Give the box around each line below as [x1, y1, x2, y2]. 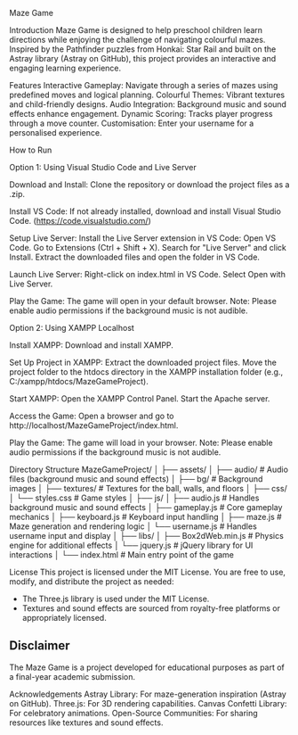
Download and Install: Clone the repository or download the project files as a [9, 179, 290, 190]
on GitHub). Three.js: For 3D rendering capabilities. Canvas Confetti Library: [9, 698, 287, 708]
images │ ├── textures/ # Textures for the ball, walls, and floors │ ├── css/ [9, 483, 287, 493]
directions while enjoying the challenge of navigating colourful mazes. [9, 35, 266, 45]
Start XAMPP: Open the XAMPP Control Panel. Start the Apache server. [9, 393, 270, 404]
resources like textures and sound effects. [9, 717, 164, 728]
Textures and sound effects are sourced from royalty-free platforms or [21, 603, 280, 614]
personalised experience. [9, 128, 102, 137]
